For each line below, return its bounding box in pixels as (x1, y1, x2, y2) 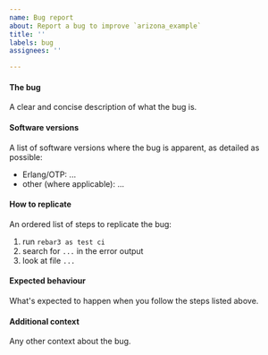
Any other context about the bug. (9, 336, 131, 347)
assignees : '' (9, 46, 63, 55)
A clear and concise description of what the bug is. (9, 102, 197, 113)
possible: (9, 151, 43, 162)
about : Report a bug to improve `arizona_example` (9, 21, 202, 30)
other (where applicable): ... (21, 178, 125, 189)
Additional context (9, 316, 80, 326)
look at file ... (21, 255, 76, 266)
